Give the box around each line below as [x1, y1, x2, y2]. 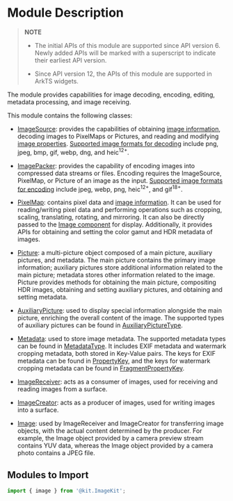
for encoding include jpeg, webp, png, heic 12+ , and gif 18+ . [17, 183, 183, 193]
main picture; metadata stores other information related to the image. [17, 271, 216, 279]
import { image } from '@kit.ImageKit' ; [7, 488, 127, 495]
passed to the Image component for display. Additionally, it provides [17, 220, 213, 229]
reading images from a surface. [17, 385, 108, 393]
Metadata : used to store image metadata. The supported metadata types [17, 335, 226, 343]
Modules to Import [7, 469, 89, 481]
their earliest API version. [34, 56, 107, 64]
